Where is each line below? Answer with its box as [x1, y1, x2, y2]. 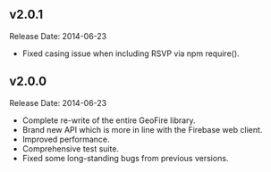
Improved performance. [21, 134, 110, 144]
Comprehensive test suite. [21, 143, 119, 154]
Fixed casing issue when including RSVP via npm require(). [21, 48, 240, 59]
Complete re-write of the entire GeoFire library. [21, 115, 196, 126]
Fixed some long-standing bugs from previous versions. [21, 152, 229, 163]
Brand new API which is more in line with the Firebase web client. [21, 124, 263, 135]
